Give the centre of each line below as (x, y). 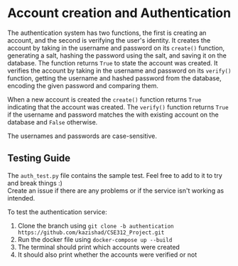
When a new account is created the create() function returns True (104, 99)
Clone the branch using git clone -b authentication (96, 225)
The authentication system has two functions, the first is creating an (107, 33)
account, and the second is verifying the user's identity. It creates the (109, 40)
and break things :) (35, 183)
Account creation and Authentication (119, 13)
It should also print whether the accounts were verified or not (107, 255)
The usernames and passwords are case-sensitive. (82, 136)
